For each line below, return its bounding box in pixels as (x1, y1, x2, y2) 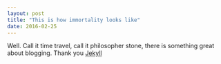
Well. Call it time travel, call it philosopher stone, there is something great (7, 42, 215, 50)
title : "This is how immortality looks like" (7, 17, 140, 23)
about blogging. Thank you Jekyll (7, 49, 102, 57)
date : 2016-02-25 (7, 23, 57, 30)
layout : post (7, 10, 45, 17)
